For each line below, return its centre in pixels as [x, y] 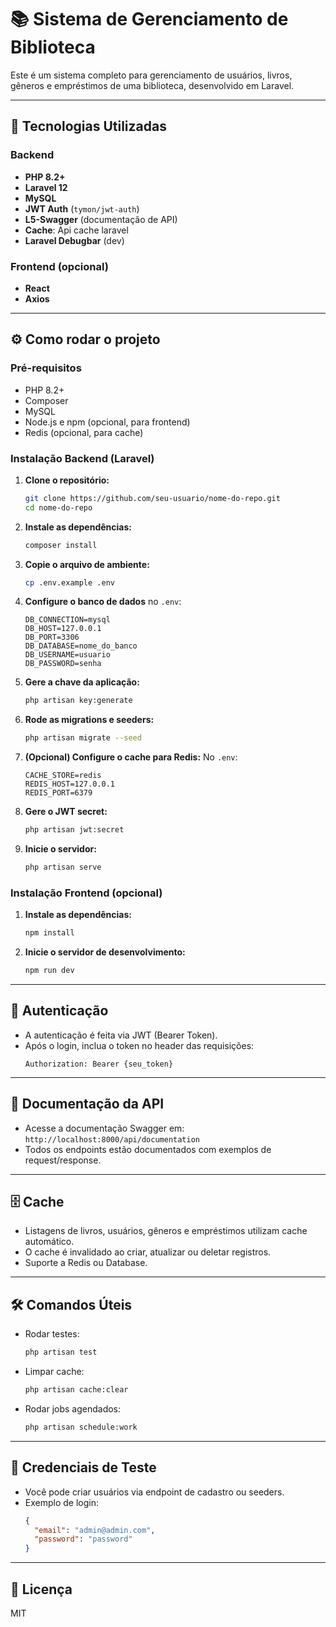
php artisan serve [63, 867]
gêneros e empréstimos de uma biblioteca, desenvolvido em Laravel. [152, 85]
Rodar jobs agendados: [73, 1408]
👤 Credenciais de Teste [83, 1467]
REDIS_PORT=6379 [58, 793]
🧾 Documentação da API [87, 1104]
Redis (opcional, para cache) [84, 432]
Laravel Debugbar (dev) [74, 240]
